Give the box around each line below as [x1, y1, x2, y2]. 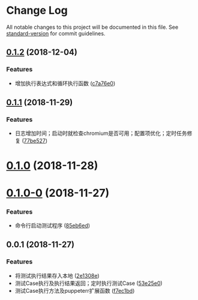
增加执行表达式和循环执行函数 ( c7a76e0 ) [14, 79, 116, 87]
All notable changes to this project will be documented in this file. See [6, 23, 179, 31]
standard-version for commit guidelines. [6, 29, 106, 37]
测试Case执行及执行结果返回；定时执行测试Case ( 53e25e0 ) [14, 280, 163, 287]
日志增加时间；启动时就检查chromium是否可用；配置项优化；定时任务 [14, 130, 187, 137]
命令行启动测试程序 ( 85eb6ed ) [14, 221, 91, 229]
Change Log [6, 4, 68, 17]
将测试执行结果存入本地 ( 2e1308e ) [14, 272, 100, 279]
